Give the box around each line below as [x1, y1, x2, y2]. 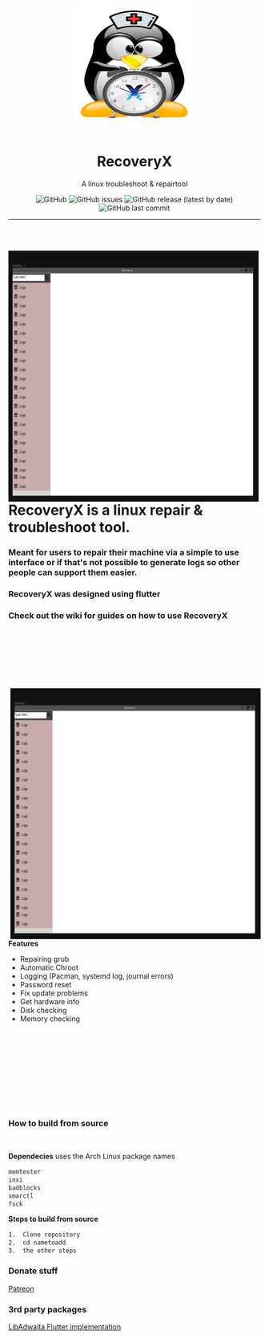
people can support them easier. [8, 567, 138, 578]
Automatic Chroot [19, 963, 78, 973]
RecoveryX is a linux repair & [8, 501, 203, 519]
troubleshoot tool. [8, 518, 130, 536]
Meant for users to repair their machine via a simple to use [8, 547, 240, 558]
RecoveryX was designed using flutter [8, 588, 161, 600]
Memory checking [19, 1014, 80, 1024]
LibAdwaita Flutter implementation [8, 1321, 122, 1331]
